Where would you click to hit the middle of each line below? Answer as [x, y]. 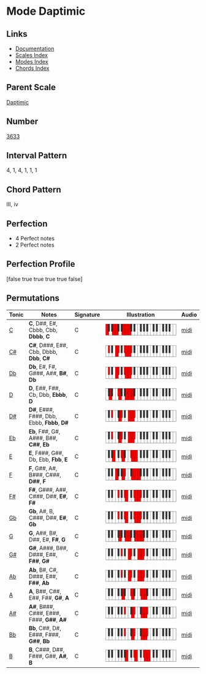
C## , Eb [39, 444]
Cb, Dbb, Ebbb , [48, 395]
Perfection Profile [41, 264]
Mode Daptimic [46, 11]
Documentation [35, 48]
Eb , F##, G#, [44, 431]
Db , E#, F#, [43, 367]
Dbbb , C [39, 337]
